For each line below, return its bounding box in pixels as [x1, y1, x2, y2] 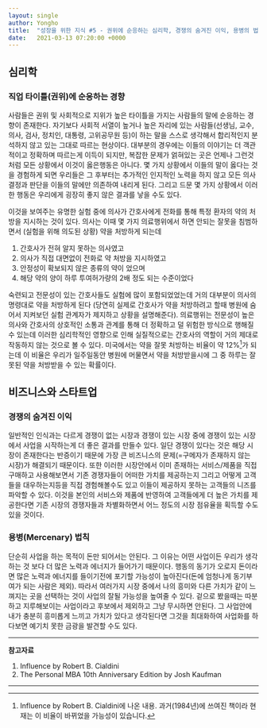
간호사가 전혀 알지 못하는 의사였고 [19, 243, 125, 252]
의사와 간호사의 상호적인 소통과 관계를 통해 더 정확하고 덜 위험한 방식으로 [8, 319, 233, 329]
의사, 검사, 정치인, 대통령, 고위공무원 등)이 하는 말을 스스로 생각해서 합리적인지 [8, 130, 250, 140]
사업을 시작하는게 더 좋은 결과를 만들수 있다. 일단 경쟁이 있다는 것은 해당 [22, 441, 246, 450]
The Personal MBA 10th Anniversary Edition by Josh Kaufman [19, 669, 222, 679]
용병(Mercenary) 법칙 [8, 532, 90, 543]
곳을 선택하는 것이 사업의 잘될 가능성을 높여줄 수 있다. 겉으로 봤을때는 [29, 591, 244, 600]
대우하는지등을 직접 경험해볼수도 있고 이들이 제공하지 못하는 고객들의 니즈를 [22, 480, 257, 490]
